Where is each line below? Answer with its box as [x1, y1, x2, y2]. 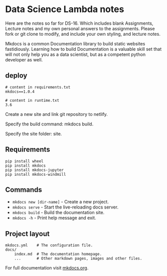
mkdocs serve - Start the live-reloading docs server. [12, 204, 119, 210]
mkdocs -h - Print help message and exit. [12, 215, 96, 221]
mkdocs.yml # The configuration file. [5, 243, 93, 248]
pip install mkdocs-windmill [5, 172, 66, 177]
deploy [5, 72, 28, 80]
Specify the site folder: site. [5, 130, 62, 136]
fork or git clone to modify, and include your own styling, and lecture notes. [5, 31, 160, 37]
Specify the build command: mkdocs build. [5, 121, 94, 127]
